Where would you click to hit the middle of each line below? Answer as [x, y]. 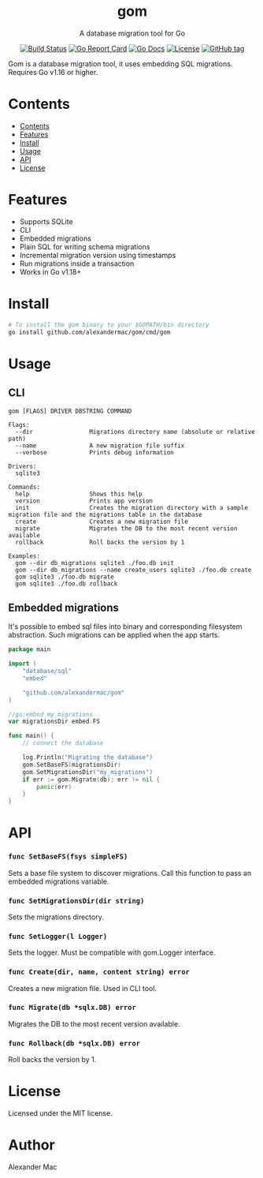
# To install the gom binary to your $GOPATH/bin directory [109, 325]
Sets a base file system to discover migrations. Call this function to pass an [130, 873]
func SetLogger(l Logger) [58, 936]
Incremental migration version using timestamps [98, 255]
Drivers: [22, 466]
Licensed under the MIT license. [60, 1113]
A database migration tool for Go [132, 33]
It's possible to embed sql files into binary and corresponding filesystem [125, 626]
